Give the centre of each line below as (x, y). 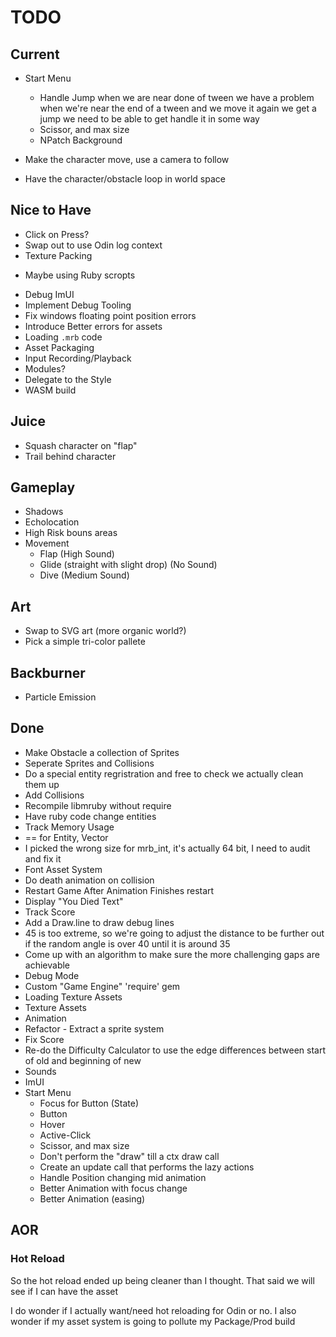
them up (42, 784)
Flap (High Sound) (77, 554)
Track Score (50, 912)
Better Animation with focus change (113, 1188)
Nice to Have (51, 210)
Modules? (45, 368)
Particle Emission (60, 697)
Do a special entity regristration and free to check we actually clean (164, 773)
